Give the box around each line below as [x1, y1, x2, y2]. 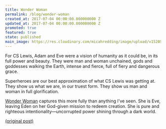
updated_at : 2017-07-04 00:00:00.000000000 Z [5, 21, 100, 26]
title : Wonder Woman [5, 7, 48, 12]
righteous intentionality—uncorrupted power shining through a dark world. [5, 108, 157, 114]
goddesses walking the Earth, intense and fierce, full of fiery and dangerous [5, 63, 160, 69]
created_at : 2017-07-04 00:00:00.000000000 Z [5, 16, 100, 21]
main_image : [5, 39, 30, 44]
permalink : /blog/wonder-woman [5, 12, 70, 17]
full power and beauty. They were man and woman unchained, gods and [5, 58, 153, 64]
